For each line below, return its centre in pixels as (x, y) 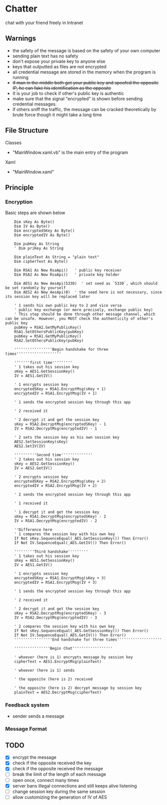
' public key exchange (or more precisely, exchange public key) (84, 310)
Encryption (19, 202)
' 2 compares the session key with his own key (64, 627)
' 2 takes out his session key (47, 460)
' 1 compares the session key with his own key (64, 534)
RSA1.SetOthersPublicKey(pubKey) (49, 332)
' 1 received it (31, 504)
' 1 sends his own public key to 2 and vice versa (68, 306)
